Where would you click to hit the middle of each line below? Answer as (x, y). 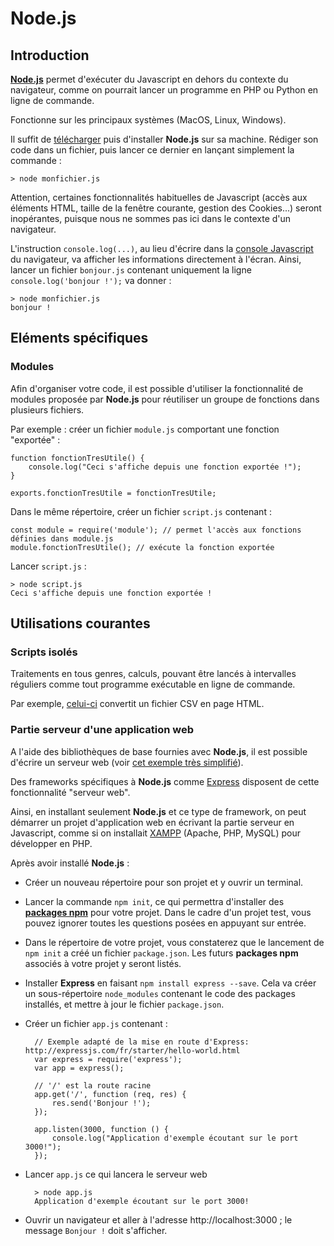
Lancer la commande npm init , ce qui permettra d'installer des (154, 901)
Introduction (50, 55)
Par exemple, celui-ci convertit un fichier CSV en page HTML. (137, 704)
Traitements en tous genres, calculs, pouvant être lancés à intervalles (153, 674)
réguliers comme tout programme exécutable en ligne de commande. (153, 684)
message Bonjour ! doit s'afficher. (96, 1230)
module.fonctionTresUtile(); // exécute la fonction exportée (142, 547)
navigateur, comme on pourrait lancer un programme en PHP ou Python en (164, 90)
